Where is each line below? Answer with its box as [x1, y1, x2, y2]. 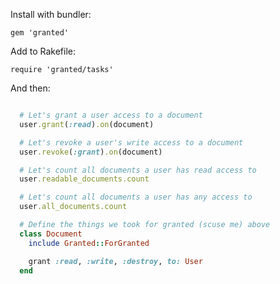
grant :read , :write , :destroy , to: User [28, 256, 203, 266]
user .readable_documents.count [19, 174, 150, 184]
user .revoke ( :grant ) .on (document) [19, 147, 163, 157]
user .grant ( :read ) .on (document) [19, 119, 155, 129]
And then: [10, 82, 51, 94]
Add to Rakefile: [10, 45, 77, 57]
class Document [19, 229, 83, 239]
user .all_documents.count [19, 202, 128, 212]
